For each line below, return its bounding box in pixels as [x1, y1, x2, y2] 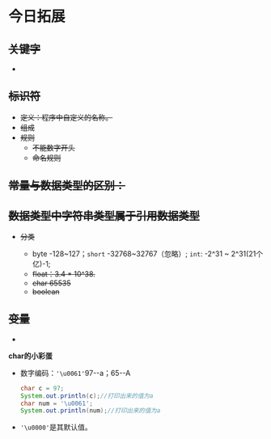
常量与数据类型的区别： [8, 179, 125, 192]
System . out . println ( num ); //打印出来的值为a [19, 407, 161, 415]
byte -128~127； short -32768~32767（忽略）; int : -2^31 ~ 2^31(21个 [32, 249, 264, 259]
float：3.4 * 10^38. [32, 269, 95, 279]
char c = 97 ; [19, 384, 65, 392]
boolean [32, 287, 60, 297]
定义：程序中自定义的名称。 [19, 112, 113, 122]
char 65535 [32, 278, 71, 288]
